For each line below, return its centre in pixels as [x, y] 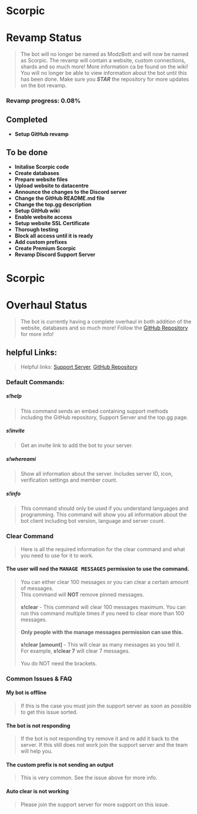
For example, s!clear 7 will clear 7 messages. [75, 651]
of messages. [37, 588]
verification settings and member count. [69, 480]
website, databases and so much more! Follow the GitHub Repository [104, 328]
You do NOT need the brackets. [59, 663]
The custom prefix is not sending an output [60, 764]
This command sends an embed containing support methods [94, 411]
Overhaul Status [47, 305]
